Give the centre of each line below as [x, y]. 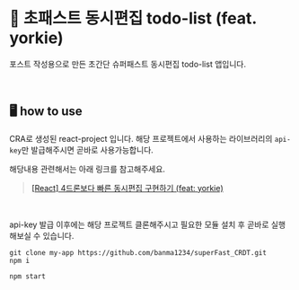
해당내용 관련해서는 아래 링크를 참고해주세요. [88, 169]
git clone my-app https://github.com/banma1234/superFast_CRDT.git [138, 252]
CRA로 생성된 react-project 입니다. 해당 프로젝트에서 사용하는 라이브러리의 [141, 138]
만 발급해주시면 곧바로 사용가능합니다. [88, 150]
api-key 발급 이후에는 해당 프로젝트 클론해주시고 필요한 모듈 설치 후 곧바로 [139, 224]
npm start [28, 276]
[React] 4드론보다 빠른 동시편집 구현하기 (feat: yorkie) [128, 188]
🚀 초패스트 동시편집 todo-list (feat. [133, 18]
